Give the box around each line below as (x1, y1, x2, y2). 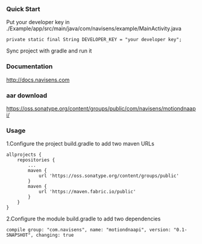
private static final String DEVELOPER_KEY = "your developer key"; (6, 37, 182, 43)
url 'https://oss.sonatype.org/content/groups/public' (38, 173, 180, 179)
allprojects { (6, 152, 42, 158)
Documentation (6, 62, 53, 71)
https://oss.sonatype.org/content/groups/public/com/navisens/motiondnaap (6, 104, 196, 112)
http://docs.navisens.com (6, 76, 70, 83)
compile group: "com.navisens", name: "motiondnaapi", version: (6, 227, 171, 233)
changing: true (36, 232, 74, 239)
